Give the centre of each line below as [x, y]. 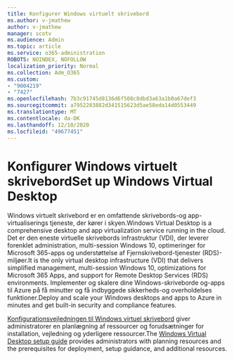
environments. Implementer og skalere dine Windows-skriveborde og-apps [116, 283]
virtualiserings [28, 223]
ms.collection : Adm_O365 [44, 72]
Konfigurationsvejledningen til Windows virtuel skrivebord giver [99, 319]
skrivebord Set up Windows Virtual [110, 181]
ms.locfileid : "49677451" [45, 131]
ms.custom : [23, 79]
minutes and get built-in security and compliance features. [92, 305]
